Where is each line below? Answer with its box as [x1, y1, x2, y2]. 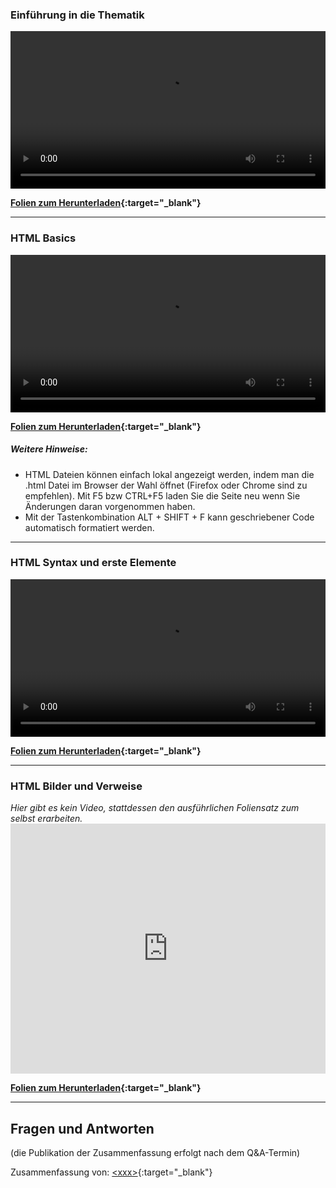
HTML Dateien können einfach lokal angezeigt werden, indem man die [24, 468, 315, 480]
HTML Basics [10, 231, 77, 245]
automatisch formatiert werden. [24, 521, 155, 533]
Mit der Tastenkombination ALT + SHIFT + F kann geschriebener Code [24, 511, 315, 523]
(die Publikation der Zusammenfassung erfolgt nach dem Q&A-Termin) [10, 1146, 301, 1158]
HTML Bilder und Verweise [10, 779, 143, 793]
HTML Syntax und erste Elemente [10, 556, 177, 570]
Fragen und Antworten [10, 1120, 155, 1137]
